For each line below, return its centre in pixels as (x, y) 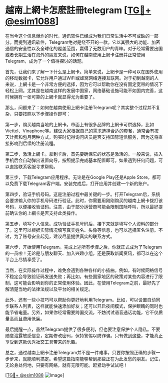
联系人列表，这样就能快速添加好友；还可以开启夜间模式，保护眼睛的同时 (84, 306)
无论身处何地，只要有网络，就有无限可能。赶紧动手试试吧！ (66, 365)
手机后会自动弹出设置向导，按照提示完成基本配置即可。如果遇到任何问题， (82, 160)
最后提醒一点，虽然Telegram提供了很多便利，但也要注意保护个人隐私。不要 (83, 329)
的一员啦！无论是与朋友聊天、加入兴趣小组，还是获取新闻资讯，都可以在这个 (84, 253)
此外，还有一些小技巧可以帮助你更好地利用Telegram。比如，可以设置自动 (80, 300)
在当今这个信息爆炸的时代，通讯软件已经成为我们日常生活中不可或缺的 (77, 36)
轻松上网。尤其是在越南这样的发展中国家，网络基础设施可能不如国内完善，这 (84, 90)
